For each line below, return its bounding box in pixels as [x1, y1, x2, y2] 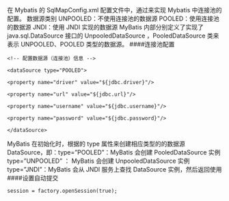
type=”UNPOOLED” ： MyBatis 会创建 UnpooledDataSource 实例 [7, 157, 190, 165]
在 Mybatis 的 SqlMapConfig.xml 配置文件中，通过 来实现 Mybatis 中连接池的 [7, 6, 222, 14]
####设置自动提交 [7, 174, 59, 182]
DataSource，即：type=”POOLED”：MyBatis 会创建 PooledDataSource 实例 [7, 148, 221, 156]
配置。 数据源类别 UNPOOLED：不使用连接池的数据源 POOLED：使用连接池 [7, 14, 220, 23]
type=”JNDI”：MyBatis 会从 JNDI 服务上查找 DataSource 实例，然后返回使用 [7, 165, 222, 173]
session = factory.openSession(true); [7, 187, 118, 194]
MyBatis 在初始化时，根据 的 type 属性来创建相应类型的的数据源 [7, 139, 186, 148]
